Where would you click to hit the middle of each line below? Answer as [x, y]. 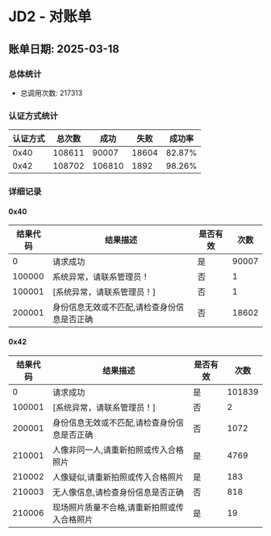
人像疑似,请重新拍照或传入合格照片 [118, 477]
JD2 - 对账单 [50, 17]
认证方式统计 [33, 115]
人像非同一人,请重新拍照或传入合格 [118, 450]
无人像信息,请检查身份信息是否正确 [118, 492]
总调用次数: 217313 [51, 93]
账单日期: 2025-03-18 [64, 49]
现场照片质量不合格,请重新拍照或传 [118, 507]
